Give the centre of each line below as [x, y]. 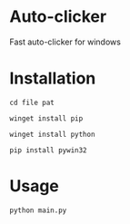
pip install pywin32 [49, 150]
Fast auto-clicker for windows [65, 42]
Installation [53, 78]
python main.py [38, 210]
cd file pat [32, 102]
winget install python [52, 134]
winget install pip [46, 118]
